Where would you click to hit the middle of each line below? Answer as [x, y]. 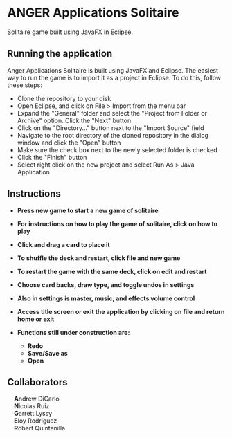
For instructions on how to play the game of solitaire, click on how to [117, 223]
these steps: [25, 85]
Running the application [60, 54]
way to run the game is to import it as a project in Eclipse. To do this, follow [114, 77]
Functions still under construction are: [73, 332]
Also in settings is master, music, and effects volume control [106, 298]
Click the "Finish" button [52, 157]
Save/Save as [47, 353]
